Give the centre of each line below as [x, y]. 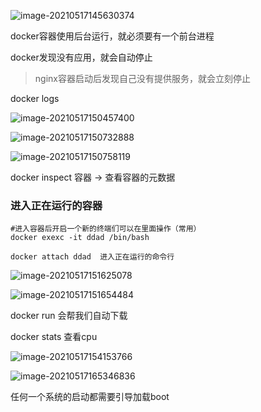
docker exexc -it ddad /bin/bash [80, 238]
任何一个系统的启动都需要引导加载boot [90, 397]
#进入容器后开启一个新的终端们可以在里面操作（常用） [106, 229]
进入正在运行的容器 [56, 205]
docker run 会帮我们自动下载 [69, 316]
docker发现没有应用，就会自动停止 [81, 57]
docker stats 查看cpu [54, 337]
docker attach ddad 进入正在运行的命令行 [92, 257]
